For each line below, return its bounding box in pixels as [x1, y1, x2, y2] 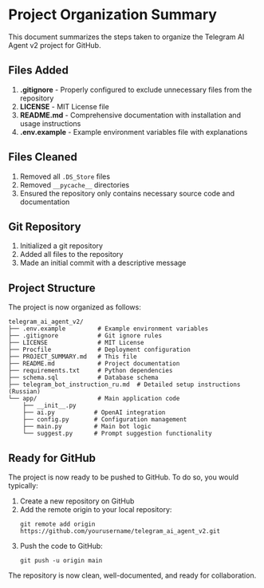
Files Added [8, 64, 69, 77]
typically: [8, 481, 38, 490]
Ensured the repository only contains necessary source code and [19, 188, 235, 198]
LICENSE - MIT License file [19, 101, 109, 111]
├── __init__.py [22, 401, 77, 410]
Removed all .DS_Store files [19, 172, 110, 181]
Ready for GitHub [8, 451, 97, 464]
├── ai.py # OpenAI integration [22, 408, 166, 416]
